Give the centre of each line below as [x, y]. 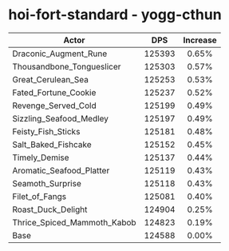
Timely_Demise [41, 157]
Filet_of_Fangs [39, 196]
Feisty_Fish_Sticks [46, 131]
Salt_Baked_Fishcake [52, 144]
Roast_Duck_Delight [50, 209]
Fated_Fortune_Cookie [54, 92]
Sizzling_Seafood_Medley [61, 118]
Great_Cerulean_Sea [51, 79]
